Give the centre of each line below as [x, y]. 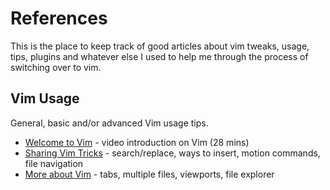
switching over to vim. [56, 67]
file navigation [54, 163]
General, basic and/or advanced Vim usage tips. [109, 123]
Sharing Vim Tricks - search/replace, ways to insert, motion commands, [172, 153]
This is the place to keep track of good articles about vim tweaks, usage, [160, 46]
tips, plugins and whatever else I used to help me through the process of [159, 56]
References [59, 18]
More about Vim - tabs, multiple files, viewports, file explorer [149, 174]
